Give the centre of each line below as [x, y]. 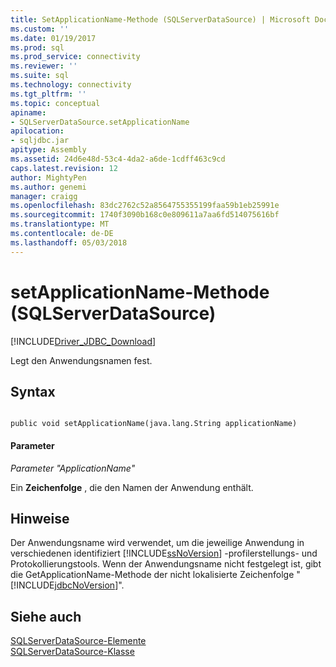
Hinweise [40, 518]
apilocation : [37, 131]
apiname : [28, 112]
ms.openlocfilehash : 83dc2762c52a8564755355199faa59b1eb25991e [145, 206]
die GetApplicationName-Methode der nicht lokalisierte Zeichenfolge [152, 575]
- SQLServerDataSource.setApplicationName [100, 122]
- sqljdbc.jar [40, 141]
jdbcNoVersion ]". [89, 585]
